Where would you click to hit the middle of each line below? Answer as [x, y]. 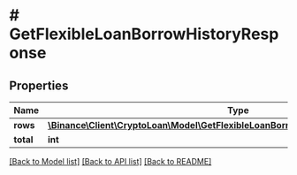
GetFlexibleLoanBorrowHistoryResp [144, 34]
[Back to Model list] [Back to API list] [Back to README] [110, 161]
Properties [39, 85]
